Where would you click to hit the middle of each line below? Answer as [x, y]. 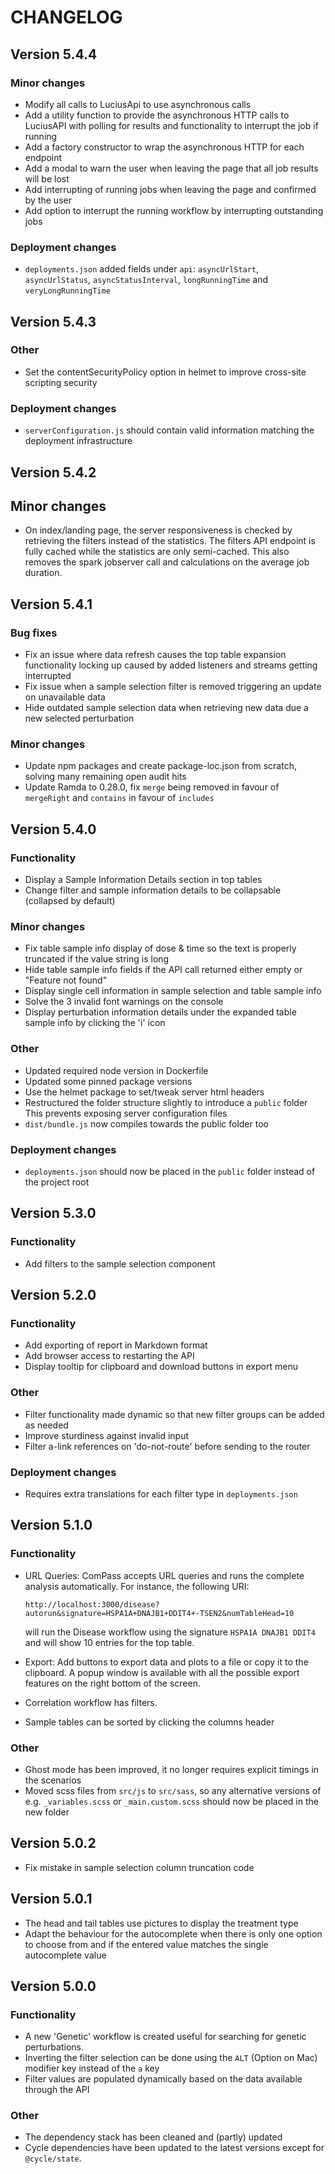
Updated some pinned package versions [108, 1081]
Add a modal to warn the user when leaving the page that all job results [171, 168]
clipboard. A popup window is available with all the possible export [162, 1672]
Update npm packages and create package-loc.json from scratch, [160, 766]
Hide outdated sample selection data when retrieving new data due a [166, 708]
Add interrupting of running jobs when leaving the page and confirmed [170, 189]
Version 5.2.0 [53, 1295]
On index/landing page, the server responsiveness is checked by [158, 530]
